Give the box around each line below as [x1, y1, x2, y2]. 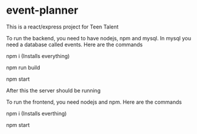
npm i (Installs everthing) [6, 110, 67, 117]
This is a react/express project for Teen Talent [6, 23, 119, 30]
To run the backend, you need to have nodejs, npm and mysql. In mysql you [6, 34, 192, 42]
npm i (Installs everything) [6, 52, 70, 59]
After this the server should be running [6, 87, 101, 94]
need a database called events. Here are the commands [6, 41, 143, 48]
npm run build [6, 63, 40, 71]
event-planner [6, 4, 78, 17]
